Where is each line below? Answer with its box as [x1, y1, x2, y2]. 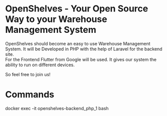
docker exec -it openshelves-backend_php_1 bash [5, 105, 109, 111]
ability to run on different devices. [5, 62, 75, 68]
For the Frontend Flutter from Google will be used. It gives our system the [5, 56, 157, 62]
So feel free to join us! [5, 71, 51, 77]
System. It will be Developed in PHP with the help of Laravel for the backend [5, 46, 162, 52]
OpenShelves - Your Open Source [5, 3, 148, 14]
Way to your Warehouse [5, 13, 107, 25]
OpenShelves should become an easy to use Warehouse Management [5, 40, 150, 46]
